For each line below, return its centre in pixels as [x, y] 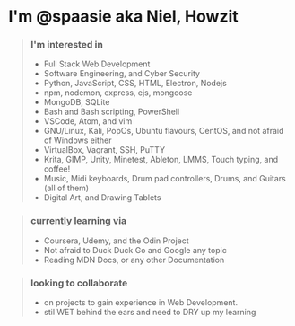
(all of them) [66, 188]
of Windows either [78, 140]
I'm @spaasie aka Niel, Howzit [123, 17]
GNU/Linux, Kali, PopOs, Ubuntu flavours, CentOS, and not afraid [164, 131]
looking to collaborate [79, 283]
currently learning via [78, 221]
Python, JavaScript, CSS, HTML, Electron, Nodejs [135, 84]
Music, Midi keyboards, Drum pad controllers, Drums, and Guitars [165, 179]
